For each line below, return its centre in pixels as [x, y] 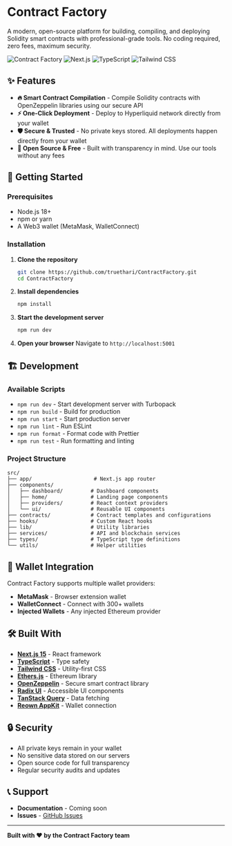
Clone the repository [47, 259]
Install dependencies [48, 291]
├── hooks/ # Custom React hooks [80, 521]
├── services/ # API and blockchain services [94, 533]
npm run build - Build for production [69, 411]
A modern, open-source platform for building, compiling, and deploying [109, 31]
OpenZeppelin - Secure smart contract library [83, 683]
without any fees [41, 155]
